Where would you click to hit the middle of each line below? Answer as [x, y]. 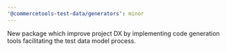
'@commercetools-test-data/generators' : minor [76, 14]
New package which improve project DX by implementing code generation [113, 33]
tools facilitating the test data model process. [72, 41]
